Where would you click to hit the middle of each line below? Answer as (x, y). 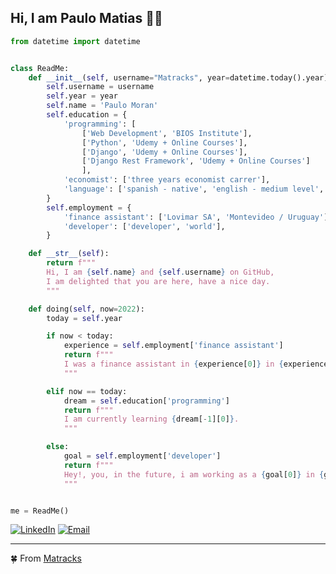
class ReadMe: (40, 68)
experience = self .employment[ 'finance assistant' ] (173, 346)
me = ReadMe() (40, 511)
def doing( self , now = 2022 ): (86, 309)
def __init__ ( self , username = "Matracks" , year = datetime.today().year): (180, 77)
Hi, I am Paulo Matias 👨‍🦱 (86, 18)
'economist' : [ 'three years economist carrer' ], (167, 180)
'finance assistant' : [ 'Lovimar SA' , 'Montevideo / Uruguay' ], (198, 217)
